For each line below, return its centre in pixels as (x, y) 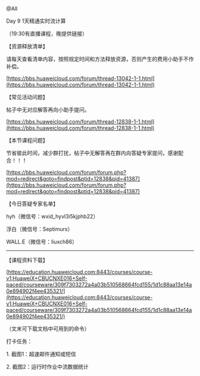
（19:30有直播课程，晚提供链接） (47, 33)
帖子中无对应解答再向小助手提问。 (48, 110)
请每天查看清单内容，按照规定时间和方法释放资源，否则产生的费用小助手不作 (100, 59)
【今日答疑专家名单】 (32, 204)
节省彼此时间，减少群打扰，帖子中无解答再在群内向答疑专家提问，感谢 (92, 153)
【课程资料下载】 (27, 260)
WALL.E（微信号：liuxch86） (42, 242)
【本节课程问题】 (27, 140)
